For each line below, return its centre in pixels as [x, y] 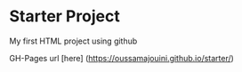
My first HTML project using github [73, 41]
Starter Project [65, 16]
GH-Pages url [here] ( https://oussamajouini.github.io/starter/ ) [121, 58]
